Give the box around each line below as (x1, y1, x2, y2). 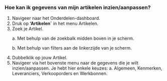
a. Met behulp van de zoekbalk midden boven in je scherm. (12, 35, 134, 41)
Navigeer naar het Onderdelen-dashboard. (12, 15, 100, 21)
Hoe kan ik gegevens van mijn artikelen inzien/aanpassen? (5, 4, 151, 11)
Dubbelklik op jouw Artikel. (12, 55, 68, 61)
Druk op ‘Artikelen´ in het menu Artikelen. (12, 20, 99, 26)
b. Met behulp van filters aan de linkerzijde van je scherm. (12, 45, 132, 51)
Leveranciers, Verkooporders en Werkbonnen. (12, 71, 108, 77)
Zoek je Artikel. (12, 26, 44, 32)
